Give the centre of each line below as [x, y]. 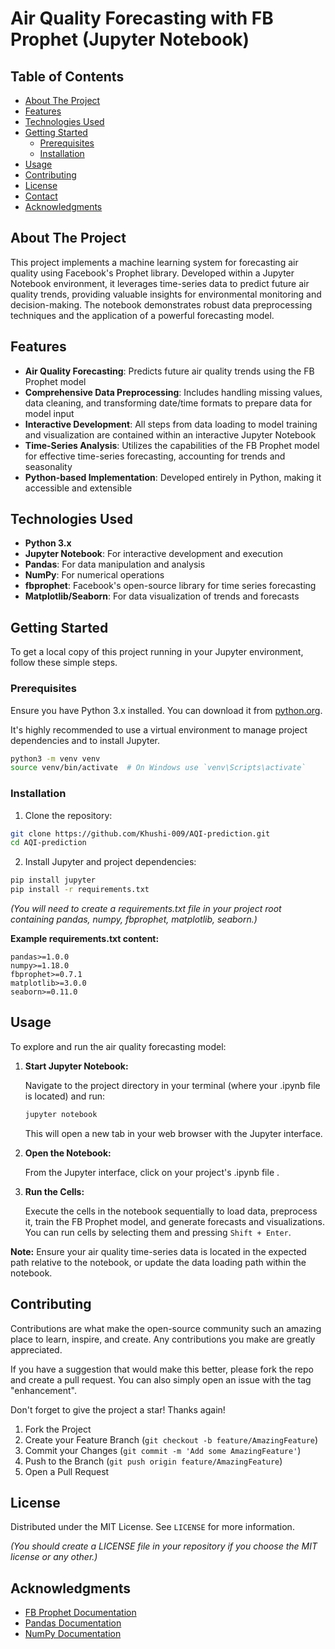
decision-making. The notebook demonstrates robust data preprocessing [161, 304]
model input [49, 413]
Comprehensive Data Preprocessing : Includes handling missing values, [173, 392]
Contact [41, 196]
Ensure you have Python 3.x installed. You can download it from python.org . [166, 710]
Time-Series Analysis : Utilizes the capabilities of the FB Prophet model [172, 445]
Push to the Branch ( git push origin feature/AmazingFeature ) [153, 1461]
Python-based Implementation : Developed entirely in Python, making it [173, 477]
